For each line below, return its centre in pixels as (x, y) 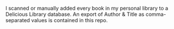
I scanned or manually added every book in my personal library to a (87, 8)
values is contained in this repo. (69, 20)
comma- (156, 14)
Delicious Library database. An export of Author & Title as (75, 14)
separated (18, 20)
